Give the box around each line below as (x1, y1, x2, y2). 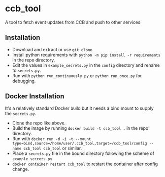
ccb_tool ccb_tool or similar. (23, 145, 82, 151)
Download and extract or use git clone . (12, 46, 94, 52)
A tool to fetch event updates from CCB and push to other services (5, 19, 140, 25)
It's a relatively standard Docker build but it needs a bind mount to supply (5, 105, 154, 111)
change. (12, 166, 29, 172)
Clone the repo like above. (12, 120, 66, 126)
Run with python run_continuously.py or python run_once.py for (12, 72, 142, 79)
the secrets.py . (5, 110, 36, 116)
